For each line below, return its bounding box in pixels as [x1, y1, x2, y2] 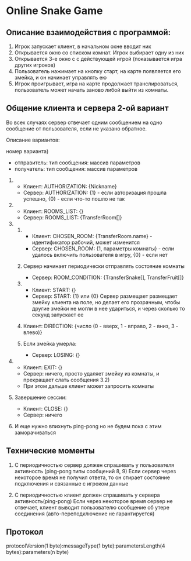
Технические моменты [6, 446, 95, 456]
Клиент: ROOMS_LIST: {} [23, 208, 84, 215]
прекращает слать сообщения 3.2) [23, 376, 110, 383]
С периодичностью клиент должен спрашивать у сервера [14, 491, 160, 498]
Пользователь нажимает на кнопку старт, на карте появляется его [14, 68, 182, 74]
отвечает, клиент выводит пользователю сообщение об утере [14, 504, 170, 511]
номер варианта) [6, 147, 49, 154]
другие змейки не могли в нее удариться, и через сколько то [31, 305, 185, 312]
